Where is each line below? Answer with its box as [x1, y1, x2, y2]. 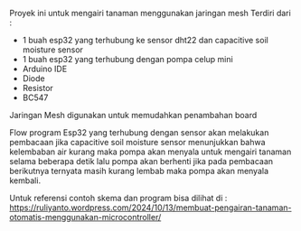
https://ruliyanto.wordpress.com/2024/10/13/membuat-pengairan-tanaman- [9, 202, 292, 213]
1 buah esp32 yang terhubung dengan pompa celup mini [22, 54, 233, 64]
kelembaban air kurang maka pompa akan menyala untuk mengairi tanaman [9, 146, 292, 157]
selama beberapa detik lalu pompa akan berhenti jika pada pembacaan [9, 156, 274, 166]
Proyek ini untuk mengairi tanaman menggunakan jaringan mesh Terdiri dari [9, 8, 291, 18]
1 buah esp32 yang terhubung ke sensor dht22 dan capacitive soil [22, 35, 268, 45]
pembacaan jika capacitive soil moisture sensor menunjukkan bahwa [9, 137, 266, 147]
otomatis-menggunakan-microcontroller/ [9, 212, 162, 222]
